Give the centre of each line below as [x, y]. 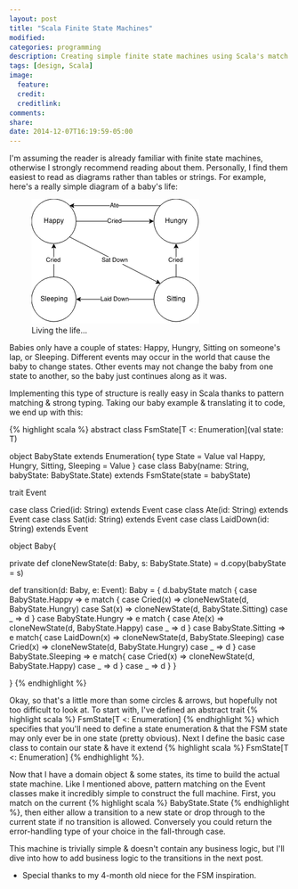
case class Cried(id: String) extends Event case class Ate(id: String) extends [149, 510]
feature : [33, 85]
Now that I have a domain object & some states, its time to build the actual [145, 775]
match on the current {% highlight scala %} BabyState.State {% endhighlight [149, 803]
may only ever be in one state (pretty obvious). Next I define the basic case [147, 738]
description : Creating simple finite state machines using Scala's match [149, 57]
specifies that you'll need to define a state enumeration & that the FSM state [149, 729]
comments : [28, 113]
